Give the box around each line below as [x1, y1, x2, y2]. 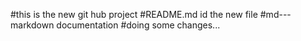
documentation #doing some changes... [56, 19, 221, 31]
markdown [10, 19, 55, 31]
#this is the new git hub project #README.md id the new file [10, 9, 258, 20]
